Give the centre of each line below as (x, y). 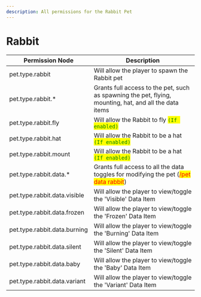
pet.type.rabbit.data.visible (47, 195)
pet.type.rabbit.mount (40, 154)
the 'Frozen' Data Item (125, 216)
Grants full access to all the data (139, 167)
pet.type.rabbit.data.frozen (47, 212)
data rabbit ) (110, 182)
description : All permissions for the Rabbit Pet (69, 12)
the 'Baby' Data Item (122, 268)
